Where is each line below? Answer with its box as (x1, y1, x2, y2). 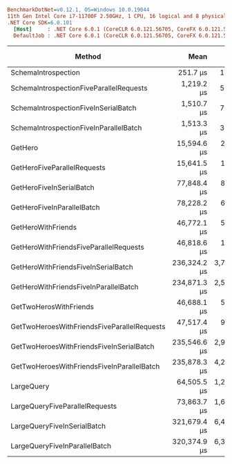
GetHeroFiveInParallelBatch (10, 203, 100, 212)
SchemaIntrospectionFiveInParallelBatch (10, 123, 142, 133)
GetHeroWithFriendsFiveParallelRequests (10, 243, 145, 252)
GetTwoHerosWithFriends (10, 302, 95, 312)
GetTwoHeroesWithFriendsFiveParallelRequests (10, 322, 166, 332)
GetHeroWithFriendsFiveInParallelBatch (10, 282, 139, 292)
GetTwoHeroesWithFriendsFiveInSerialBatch (10, 342, 155, 351)
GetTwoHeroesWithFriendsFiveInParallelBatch (10, 362, 160, 371)
